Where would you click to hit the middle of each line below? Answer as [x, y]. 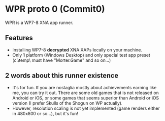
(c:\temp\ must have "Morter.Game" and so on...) [62, 60]
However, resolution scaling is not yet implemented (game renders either [86, 108]
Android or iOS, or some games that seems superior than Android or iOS [85, 98]
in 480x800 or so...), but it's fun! [45, 113]
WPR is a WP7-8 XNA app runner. [39, 23]
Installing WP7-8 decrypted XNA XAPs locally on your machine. [77, 49]
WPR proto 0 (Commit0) [55, 9]
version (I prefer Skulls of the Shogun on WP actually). [67, 103]
